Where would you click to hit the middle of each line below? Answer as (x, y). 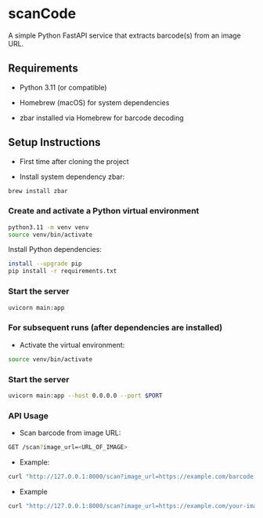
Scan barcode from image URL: (70, 433)
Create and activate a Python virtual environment (104, 211)
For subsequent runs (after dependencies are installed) (115, 328)
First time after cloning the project (74, 161)
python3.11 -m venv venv (49, 227)
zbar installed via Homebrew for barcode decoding (101, 118)
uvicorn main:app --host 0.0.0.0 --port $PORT (85, 396)
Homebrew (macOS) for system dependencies (94, 102)
